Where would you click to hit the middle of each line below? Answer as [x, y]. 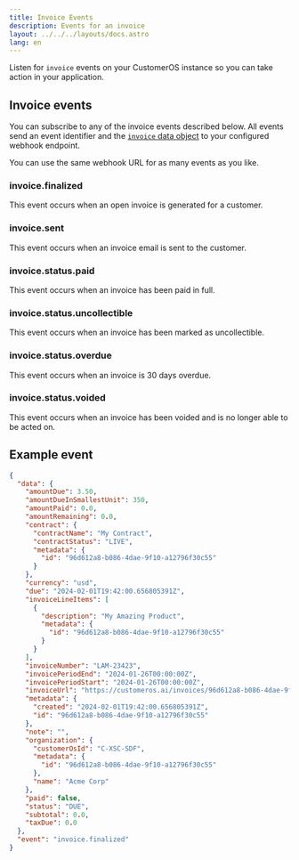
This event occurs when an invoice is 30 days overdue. [110, 375]
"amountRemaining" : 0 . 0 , [71, 517]
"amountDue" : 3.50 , [61, 492]
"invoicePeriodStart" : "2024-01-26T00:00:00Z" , [115, 682]
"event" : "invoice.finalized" [73, 840]
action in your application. [57, 77]
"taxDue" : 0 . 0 [51, 823]
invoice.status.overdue [61, 355]
